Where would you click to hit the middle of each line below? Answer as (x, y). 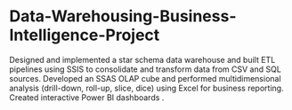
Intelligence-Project (85, 35)
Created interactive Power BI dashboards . (87, 97)
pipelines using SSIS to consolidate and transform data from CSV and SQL (146, 69)
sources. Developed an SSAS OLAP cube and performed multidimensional (146, 78)
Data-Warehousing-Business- (123, 16)
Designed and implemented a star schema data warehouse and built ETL (142, 59)
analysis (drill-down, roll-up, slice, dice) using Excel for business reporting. (146, 88)
